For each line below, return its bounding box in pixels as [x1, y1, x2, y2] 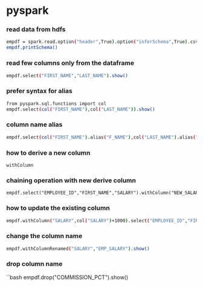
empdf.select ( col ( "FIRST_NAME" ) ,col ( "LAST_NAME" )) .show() [6, 106, 155, 112]
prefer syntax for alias [6, 87, 72, 95]
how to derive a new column [6, 149, 91, 157]
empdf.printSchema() [6, 45, 59, 51]
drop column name [6, 260, 63, 268]
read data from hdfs [6, 25, 66, 34]
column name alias [6, 120, 63, 129]
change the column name [6, 232, 83, 240]
